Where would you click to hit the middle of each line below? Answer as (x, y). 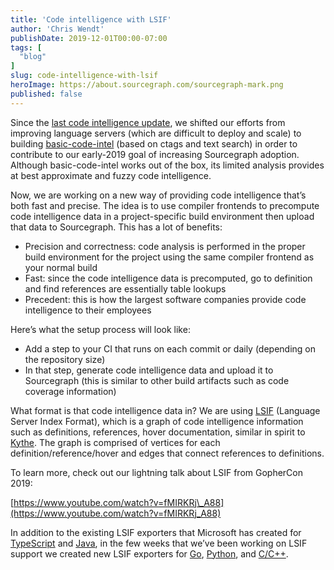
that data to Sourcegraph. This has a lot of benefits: (116, 227)
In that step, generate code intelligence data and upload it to (149, 370)
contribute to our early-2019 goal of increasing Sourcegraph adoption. (155, 154)
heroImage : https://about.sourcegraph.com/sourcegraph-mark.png (147, 85)
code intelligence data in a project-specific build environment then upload (162, 216)
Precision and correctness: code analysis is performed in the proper (165, 246)
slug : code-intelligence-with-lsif (84, 76)
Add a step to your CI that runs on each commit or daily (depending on (170, 348)
